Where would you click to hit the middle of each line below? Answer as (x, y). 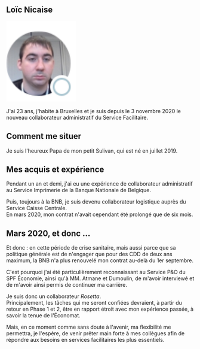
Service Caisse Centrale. (37, 208)
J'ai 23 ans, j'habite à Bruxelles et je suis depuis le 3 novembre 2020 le (93, 111)
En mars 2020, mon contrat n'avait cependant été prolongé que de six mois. (100, 214)
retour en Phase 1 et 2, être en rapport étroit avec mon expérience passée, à (100, 309)
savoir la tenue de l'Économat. (43, 315)
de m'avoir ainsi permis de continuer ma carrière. (67, 285)
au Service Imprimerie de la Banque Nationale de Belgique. (79, 190)
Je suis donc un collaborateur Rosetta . (54, 296)
